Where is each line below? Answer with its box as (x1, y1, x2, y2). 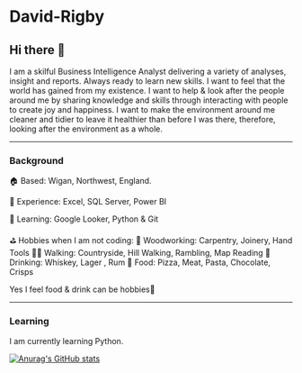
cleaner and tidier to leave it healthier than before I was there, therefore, (9, 114, 276, 124)
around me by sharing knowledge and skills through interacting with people (9, 95, 289, 105)
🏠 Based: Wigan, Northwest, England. (9, 176, 152, 186)
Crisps (9, 267, 34, 277)
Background (9, 154, 65, 167)
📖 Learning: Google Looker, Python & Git (9, 214, 159, 224)
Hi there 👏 (9, 42, 66, 58)
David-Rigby (9, 6, 105, 27)
